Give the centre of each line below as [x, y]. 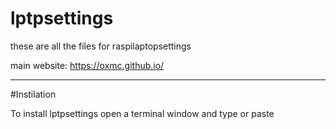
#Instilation [33, 94]
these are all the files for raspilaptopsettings [101, 46]
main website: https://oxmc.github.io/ [87, 65]
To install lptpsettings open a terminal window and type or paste [142, 113]
